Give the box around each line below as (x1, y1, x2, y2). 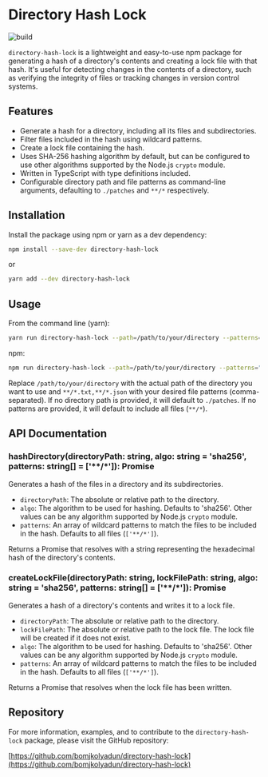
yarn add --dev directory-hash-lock (8, 275, 130, 283)
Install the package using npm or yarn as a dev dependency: (8, 229, 207, 239)
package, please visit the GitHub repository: (24, 735, 169, 745)
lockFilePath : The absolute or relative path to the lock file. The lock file (19, 624, 254, 634)
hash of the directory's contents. (8, 552, 116, 562)
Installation (8, 209, 65, 222)
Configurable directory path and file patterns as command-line (19, 177, 226, 186)
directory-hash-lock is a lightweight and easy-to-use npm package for (8, 47, 242, 57)
